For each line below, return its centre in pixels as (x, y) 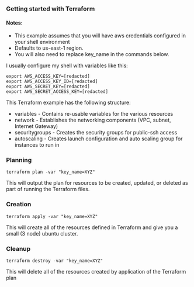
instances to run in (37, 145)
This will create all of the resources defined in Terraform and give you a (92, 227)
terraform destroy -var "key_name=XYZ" (55, 261)
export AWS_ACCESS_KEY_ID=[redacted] (52, 82)
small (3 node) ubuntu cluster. (42, 233)
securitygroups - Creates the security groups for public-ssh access (96, 133)
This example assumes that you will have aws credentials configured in (100, 36)
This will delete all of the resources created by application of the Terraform (96, 272)
